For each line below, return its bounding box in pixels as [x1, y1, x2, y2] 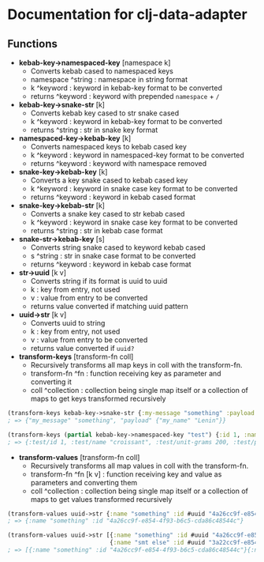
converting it [30, 377, 73, 387]
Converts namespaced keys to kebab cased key [30, 142, 187, 151]
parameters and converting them [30, 477, 138, 487]
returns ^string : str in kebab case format [30, 226, 163, 235]
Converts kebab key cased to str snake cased [30, 108, 180, 118]
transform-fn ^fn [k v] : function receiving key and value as [30, 469, 222, 479]
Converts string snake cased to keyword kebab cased [30, 243, 206, 252]
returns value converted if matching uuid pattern [30, 302, 188, 311]
